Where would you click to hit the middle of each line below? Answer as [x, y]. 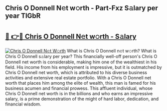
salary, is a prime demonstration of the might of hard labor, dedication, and [82, 99]
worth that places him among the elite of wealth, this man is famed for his [81, 83]
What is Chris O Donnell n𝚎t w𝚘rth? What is [112, 51]
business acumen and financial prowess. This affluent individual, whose [79, 88]
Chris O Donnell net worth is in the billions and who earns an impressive [79, 93]
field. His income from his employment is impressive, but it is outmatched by [83, 67]
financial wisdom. [23, 104]
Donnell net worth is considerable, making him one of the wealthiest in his [81, 62]
